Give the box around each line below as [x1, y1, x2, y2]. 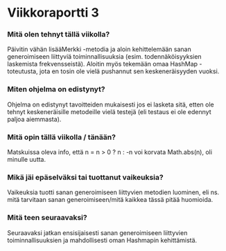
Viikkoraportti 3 [7, 5, 99, 21]
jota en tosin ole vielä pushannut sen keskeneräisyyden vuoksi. [39, 67, 220, 75]
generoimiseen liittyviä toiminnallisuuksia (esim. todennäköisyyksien [7, 53, 202, 61]
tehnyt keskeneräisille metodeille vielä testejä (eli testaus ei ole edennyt [7, 107, 211, 115]
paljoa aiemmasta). [7, 115, 62, 123]
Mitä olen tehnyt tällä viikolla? [7, 30, 110, 39]
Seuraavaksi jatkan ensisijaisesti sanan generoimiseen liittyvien [7, 228, 188, 236]
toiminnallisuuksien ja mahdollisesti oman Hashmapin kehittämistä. [7, 236, 198, 244]
